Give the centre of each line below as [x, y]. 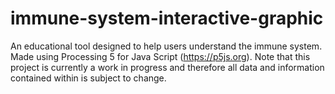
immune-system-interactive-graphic [167, 18]
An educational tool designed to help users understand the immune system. [166, 46]
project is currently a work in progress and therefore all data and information [167, 67]
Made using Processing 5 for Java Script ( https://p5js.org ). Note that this [160, 56]
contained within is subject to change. [88, 78]
